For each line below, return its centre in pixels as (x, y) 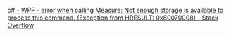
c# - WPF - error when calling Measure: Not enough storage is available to (115, 10)
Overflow (21, 25)
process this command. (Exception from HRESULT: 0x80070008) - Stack (113, 18)
